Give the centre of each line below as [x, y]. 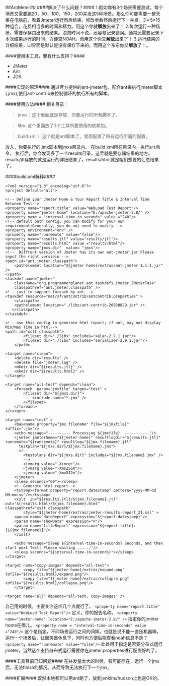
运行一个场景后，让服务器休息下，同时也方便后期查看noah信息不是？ [76, 638]
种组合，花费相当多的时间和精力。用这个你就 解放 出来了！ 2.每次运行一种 [80, 26]
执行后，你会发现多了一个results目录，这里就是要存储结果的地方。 [84, 153]
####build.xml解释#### [30, 176]
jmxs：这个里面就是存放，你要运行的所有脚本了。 [69, 115]
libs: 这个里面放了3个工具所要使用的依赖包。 [63, 126]
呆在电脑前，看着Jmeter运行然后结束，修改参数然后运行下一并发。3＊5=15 [83, 20]
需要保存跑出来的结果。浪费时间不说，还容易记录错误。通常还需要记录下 [89, 33]
